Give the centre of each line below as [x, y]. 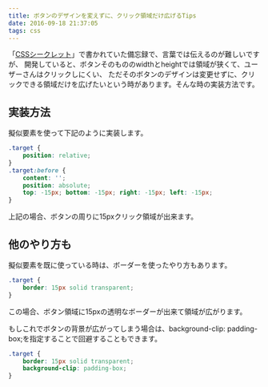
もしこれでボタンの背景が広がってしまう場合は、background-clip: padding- [133, 329]
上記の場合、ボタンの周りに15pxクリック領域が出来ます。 [103, 216]
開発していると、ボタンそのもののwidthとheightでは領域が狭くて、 [134, 64]
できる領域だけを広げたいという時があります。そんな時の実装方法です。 [140, 84]
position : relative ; [57, 156]
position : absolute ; [57, 185]
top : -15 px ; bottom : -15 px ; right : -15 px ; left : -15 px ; [118, 193]
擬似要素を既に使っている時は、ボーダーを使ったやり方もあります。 [120, 265]
